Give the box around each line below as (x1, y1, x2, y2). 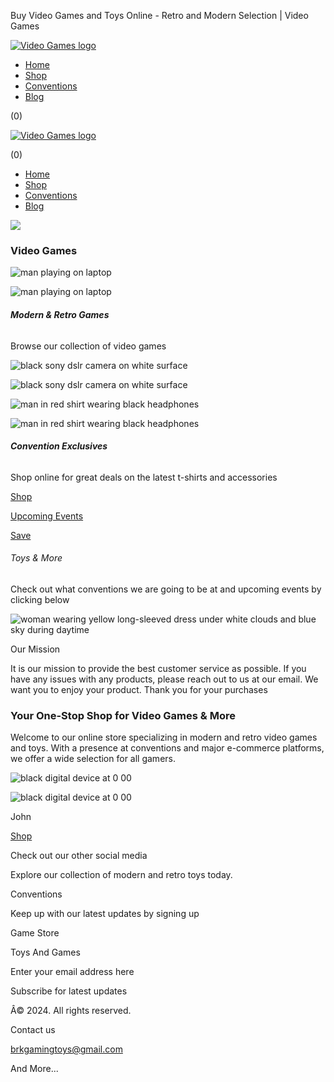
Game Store (10, 927, 60, 939)
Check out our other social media (10, 850, 148, 862)
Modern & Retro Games (10, 308, 110, 320)
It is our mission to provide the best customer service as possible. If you (10, 662, 307, 674)
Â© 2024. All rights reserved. (10, 1005, 132, 1017)
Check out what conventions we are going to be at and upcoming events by (10, 583, 322, 595)
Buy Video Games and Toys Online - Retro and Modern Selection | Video (10, 10, 309, 21)
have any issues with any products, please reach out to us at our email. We (10, 673, 319, 685)
